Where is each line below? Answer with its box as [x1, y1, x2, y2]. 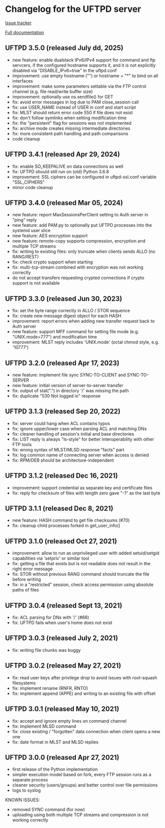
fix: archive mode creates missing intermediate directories [12, 125, 131, 131]
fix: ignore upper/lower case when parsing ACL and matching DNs [12, 426, 147, 432]
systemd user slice [12, 228, 51, 234]
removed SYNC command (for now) [12, 807, 85, 813]
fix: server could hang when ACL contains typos [12, 420, 110, 426]
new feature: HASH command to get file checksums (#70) [12, 517, 130, 523]
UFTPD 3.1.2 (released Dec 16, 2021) [5, 472, 118, 480]
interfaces [12, 78, 33, 84]
